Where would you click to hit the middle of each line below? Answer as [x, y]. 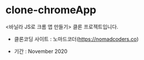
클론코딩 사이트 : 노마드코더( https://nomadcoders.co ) [76, 39]
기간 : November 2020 [41, 51]
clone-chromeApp [51, 10]
